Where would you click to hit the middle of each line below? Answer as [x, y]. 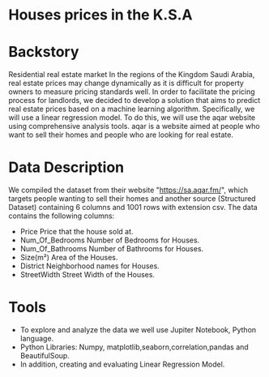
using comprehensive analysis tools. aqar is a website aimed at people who [134, 126]
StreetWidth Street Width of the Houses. [88, 275]
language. [37, 338]
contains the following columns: [62, 216]
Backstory [44, 52]
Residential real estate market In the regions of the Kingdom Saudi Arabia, [132, 75]
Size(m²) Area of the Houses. [69, 258]
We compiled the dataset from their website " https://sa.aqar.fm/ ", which [128, 190]
